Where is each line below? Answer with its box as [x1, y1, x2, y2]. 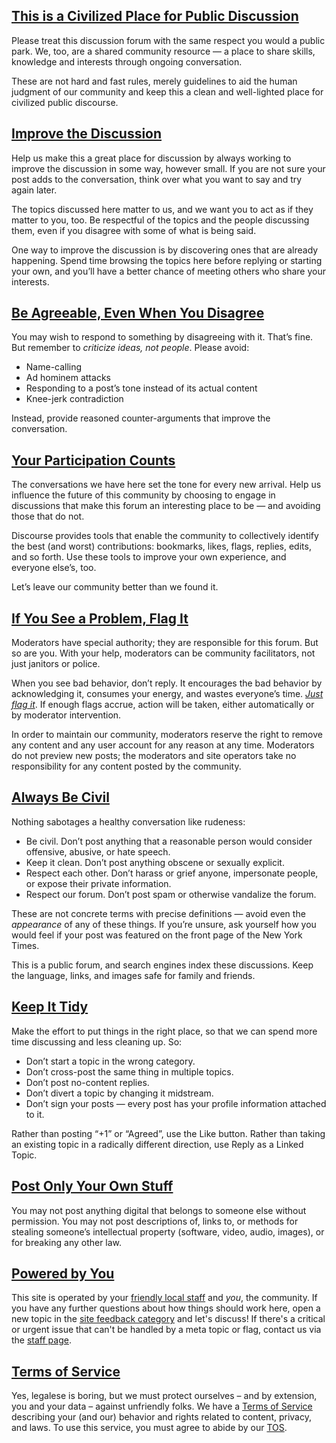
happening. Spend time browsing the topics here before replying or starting [11, 254, 323, 266]
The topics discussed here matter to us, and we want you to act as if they [11, 203, 314, 215]
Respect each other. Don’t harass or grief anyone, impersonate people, [25, 867, 319, 879]
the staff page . [11, 1334, 72, 1346]
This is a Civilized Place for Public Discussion [11, 8, 299, 25]
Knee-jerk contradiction [25, 393, 124, 405]
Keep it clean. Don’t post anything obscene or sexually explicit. [25, 856, 285, 868]
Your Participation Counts [11, 452, 176, 469]
